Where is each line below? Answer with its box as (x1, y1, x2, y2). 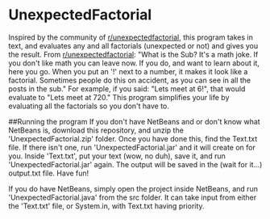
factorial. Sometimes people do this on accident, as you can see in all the (8, 75, 251, 85)
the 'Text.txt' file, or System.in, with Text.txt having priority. (8, 200, 205, 211)
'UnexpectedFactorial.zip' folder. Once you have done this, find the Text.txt (8, 133, 258, 143)
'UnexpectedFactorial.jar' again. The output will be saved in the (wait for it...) (8, 159, 263, 169)
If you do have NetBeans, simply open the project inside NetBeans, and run (8, 183, 258, 193)
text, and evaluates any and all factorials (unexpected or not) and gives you (8, 40, 259, 50)
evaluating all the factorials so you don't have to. (8, 101, 169, 111)
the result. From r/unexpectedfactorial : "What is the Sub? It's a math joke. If (8, 49, 259, 59)
